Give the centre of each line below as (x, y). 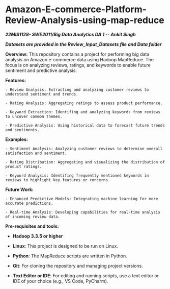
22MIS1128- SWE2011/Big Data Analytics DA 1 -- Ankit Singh (70, 34)
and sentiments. (22, 130)
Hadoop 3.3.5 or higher (38, 236)
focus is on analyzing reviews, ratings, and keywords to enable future (78, 65)
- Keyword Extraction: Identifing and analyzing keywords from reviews (83, 112)
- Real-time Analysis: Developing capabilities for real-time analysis (83, 212)
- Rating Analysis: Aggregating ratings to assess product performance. (84, 103)
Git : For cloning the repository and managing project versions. (78, 266)
